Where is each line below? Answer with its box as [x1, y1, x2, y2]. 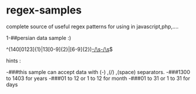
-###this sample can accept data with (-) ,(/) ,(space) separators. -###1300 [6, 68, 190, 75]
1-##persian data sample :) [6, 34, 72, 41]
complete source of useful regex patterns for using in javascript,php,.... [6, 23, 179, 30]
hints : [6, 57, 21, 64]
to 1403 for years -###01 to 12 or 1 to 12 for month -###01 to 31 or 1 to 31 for [6, 75, 190, 82]
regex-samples [6, 4, 82, 17]
